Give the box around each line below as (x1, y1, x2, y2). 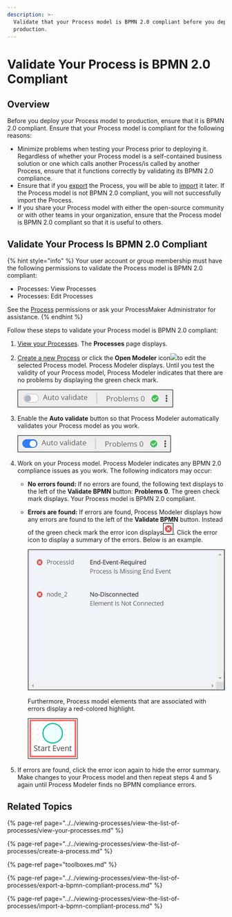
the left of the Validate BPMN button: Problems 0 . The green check (27, 487, 220, 495)
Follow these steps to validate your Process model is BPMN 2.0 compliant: (7, 326, 219, 334)
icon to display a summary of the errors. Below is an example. (27, 536, 204, 544)
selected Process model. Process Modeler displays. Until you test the (17, 361, 215, 370)
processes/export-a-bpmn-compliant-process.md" (7, 881, 153, 889)
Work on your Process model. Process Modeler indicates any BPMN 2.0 (17, 460, 222, 468)
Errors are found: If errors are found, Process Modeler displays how (27, 508, 222, 516)
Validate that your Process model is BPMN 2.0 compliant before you (13, 18, 215, 26)
